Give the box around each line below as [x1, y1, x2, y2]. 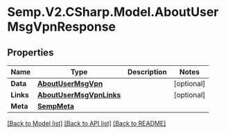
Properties [7, 47, 54, 58]
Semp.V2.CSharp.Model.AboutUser [7, 4, 219, 20]
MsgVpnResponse [7, 19, 116, 35]
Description [127, 67, 168, 76]
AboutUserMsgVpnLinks [37, 90, 121, 99]
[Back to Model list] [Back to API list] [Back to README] [7, 119, 166, 127]
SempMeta [37, 101, 74, 111]
